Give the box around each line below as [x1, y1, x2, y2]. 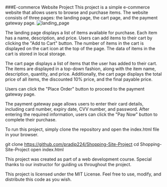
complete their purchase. [5, 117, 57, 122]
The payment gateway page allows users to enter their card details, [5, 101, 144, 106]
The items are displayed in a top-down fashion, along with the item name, [5, 66, 156, 72]
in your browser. [5, 132, 39, 137]
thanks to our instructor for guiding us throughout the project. [5, 162, 132, 167]
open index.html [30, 147, 64, 152]
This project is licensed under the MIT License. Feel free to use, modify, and [5, 171, 162, 177]
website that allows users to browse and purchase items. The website [5, 9, 149, 15]
